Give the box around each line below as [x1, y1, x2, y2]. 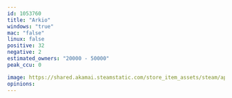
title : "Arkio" [7, 17, 51, 23]
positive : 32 [7, 42, 45, 49]
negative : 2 [7, 49, 41, 56]
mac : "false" [7, 29, 45, 37]
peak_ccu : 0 [7, 61, 41, 68]
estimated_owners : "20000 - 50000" [7, 55, 110, 62]
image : [7, 74, 26, 81]
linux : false [7, 36, 45, 43]
